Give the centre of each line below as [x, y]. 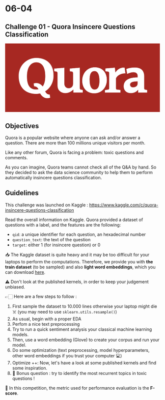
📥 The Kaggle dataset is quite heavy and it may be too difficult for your [77, 255]
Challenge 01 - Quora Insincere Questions [70, 27]
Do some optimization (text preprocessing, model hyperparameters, [81, 350]
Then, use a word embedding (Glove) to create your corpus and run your [86, 340]
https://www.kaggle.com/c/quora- [124, 205]
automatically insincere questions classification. [54, 177]
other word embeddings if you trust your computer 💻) [67, 356]
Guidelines [22, 193]
